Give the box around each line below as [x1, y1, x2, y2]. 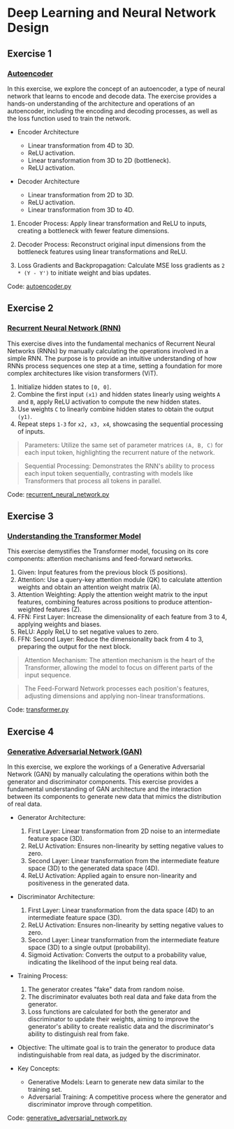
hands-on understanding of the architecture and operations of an [7, 99, 196, 108]
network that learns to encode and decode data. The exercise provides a [7, 92, 217, 100]
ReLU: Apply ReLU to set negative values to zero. [17, 627, 159, 636]
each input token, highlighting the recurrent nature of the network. [24, 448, 215, 456]
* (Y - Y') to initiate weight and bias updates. [17, 268, 152, 277]
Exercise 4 [7, 725, 54, 737]
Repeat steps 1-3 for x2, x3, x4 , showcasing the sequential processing [17, 420, 224, 428]
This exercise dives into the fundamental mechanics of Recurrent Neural [7, 339, 215, 348]
